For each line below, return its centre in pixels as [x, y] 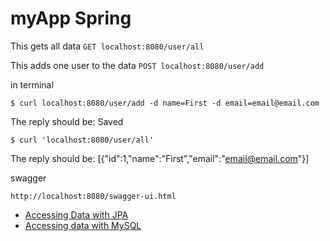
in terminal [32, 84]
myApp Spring [71, 18]
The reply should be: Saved [67, 121]
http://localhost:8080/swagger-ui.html [93, 196]
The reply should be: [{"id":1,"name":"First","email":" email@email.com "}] [160, 158]
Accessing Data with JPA [76, 214]
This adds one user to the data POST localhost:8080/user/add [137, 65]
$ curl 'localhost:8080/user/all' [82, 140]
